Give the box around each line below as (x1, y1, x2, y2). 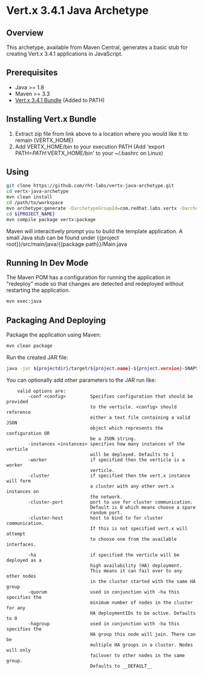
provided (6, 398, 28, 405)
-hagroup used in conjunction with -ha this (28, 621, 180, 627)
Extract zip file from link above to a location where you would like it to (14, 130, 188, 137)
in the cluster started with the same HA (89, 578, 196, 584)
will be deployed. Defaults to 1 (89, 451, 174, 457)
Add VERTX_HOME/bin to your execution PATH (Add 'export (14, 143, 165, 150)
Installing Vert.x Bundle (6, 114, 97, 124)
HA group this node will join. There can (89, 631, 196, 638)
